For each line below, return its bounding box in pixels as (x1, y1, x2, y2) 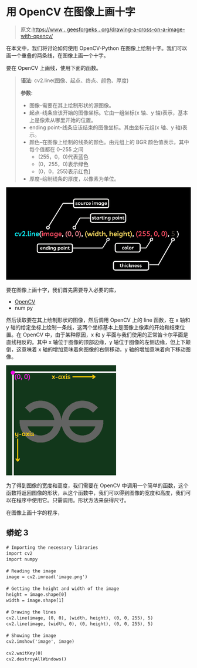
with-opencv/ (20, 32, 53, 39)
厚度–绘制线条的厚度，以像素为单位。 (29, 175, 120, 182)
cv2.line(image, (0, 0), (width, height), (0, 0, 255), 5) (6, 615, 154, 621)
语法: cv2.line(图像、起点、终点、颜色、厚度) (20, 77, 129, 84)
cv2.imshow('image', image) (6, 638, 75, 645)
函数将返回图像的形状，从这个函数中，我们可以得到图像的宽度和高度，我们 (6, 489, 186, 496)
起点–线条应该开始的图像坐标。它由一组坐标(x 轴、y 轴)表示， (29, 109, 178, 116)
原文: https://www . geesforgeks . (20, 26, 100, 33)
